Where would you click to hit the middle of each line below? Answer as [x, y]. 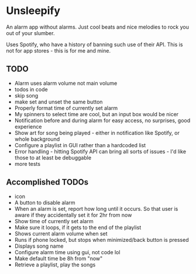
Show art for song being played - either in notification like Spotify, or [97, 133]
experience [28, 126]
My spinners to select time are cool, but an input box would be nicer [97, 114]
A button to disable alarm [45, 202]
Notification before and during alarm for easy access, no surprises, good [102, 120]
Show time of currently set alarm [54, 221]
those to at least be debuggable [53, 157]
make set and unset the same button [59, 102]
